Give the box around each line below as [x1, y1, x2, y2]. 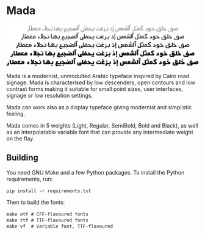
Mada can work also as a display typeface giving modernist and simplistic [6, 103, 192, 110]
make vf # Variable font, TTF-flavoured [6, 223, 113, 230]
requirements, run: [6, 175, 53, 183]
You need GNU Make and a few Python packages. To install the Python [6, 168, 185, 176]
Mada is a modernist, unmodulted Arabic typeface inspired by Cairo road [6, 72, 190, 79]
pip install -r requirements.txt [6, 187, 92, 194]
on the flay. [6, 135, 35, 142]
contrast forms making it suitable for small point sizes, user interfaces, [6, 85, 183, 92]
